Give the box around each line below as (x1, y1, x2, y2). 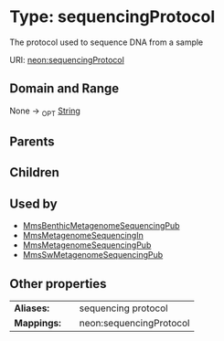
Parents (9, 133, 55, 149)
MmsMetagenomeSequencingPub (22, 240, 152, 250)
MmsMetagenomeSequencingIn (22, 230, 144, 241)
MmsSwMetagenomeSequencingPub (22, 250, 164, 261)
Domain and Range (9, 80, 120, 97)
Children (9, 165, 59, 180)
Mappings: (14, 316, 62, 329)
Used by (9, 196, 58, 211)
